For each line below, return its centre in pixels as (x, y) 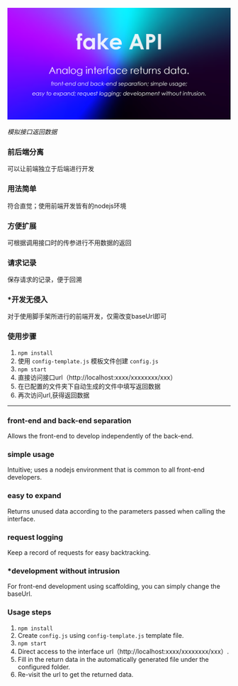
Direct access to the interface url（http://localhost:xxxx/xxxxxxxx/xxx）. (123, 651)
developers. (25, 477)
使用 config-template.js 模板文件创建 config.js (88, 361)
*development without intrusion (64, 570)
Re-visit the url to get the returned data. (75, 674)
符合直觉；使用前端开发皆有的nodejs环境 (67, 206)
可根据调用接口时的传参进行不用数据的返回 (69, 243)
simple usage (31, 454)
